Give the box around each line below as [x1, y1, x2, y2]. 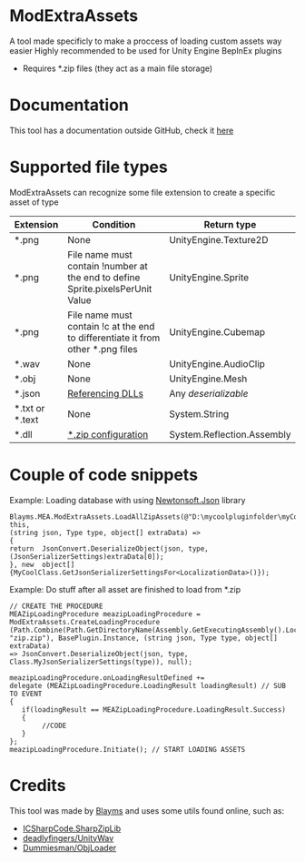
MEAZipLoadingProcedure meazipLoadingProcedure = [9, 609, 202, 619]
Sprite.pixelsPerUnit [67, 282, 152, 295]
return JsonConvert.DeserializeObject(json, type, [9, 543, 209, 553]
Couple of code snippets [9, 465, 198, 485]
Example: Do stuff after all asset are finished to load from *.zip [9, 583, 241, 594]
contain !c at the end [67, 319, 155, 332]
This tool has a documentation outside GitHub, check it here [9, 125, 234, 136]
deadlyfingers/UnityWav [22, 832, 114, 843]
